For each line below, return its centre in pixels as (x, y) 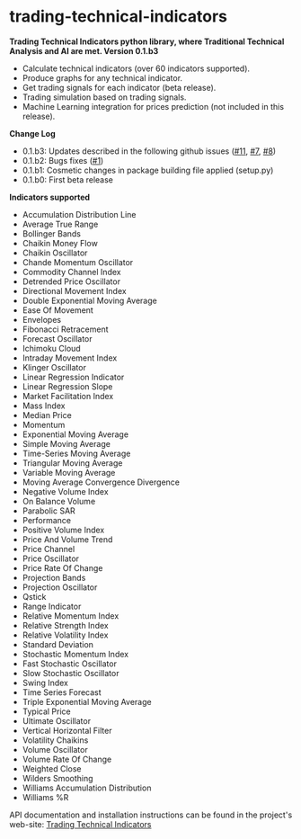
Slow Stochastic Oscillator (71, 673)
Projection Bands (54, 577)
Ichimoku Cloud (51, 348)
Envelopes (41, 319)
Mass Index (44, 406)
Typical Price (47, 711)
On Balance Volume (59, 501)
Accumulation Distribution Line (79, 214)
